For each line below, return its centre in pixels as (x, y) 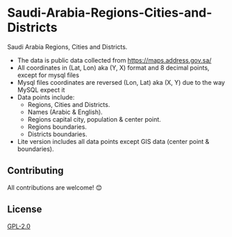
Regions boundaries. (57, 126)
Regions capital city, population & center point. (94, 119)
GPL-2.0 (19, 226)
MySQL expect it (41, 90)
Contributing (35, 171)
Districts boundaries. (57, 134)
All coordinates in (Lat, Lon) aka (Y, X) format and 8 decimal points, (113, 67)
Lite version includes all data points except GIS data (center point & (113, 141)
